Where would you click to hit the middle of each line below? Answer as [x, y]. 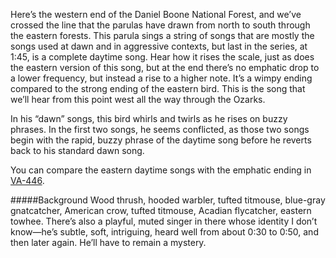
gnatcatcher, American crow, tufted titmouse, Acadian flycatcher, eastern [161, 210]
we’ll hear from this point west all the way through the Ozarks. [138, 99]
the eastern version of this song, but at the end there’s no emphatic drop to [165, 67]
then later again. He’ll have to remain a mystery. [108, 242]
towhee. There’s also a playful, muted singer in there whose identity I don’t [164, 221]
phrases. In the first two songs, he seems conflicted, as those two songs [160, 129]
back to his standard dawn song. [77, 150]
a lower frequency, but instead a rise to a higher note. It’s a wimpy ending [161, 78]
